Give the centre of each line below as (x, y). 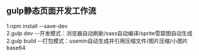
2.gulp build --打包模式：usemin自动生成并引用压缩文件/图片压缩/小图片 (97, 41)
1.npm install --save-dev (37, 26)
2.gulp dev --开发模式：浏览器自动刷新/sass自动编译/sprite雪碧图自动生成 (99, 33)
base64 (16, 47)
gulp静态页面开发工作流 (51, 11)
